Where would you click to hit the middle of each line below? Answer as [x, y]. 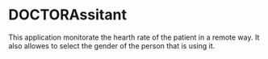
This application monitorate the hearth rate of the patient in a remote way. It [134, 37]
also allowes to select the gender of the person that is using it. [112, 45]
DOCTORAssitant [68, 15]
